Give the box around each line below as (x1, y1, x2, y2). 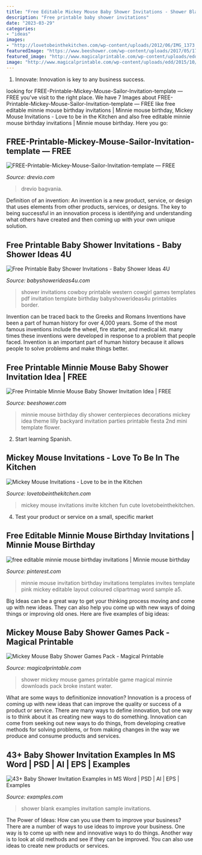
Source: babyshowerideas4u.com (6, 277, 90, 284)
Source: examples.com (6, 793, 63, 800)
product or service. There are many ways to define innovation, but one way (6, 707, 193, 714)
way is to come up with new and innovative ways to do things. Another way (6, 829, 193, 836)
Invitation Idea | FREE (6, 372, 87, 382)
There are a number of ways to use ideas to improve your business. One (6, 823, 185, 830)
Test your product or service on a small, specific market (14, 513, 154, 520)
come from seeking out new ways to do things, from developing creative (6, 720, 186, 727)
